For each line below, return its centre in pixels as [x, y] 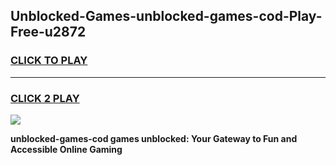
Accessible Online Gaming [66, 149]
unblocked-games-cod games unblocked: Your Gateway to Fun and [154, 138]
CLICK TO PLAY [49, 61]
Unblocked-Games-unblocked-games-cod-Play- [166, 16]
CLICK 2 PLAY [45, 98]
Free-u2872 [48, 32]
